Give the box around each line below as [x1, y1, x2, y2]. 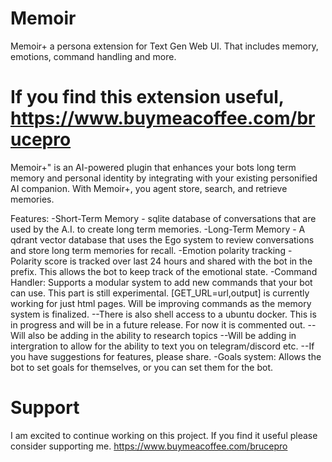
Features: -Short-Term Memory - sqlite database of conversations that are [10, 212, 317, 224]
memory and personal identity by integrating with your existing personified [10, 172, 318, 184]
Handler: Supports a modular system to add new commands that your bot [10, 276, 313, 288]
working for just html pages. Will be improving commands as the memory [10, 297, 312, 309]
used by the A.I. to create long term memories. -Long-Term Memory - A [10, 223, 306, 235]
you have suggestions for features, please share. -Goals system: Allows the [10, 350, 322, 362]
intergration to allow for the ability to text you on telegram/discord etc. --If [10, 340, 315, 352]
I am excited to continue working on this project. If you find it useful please [10, 429, 318, 441]
